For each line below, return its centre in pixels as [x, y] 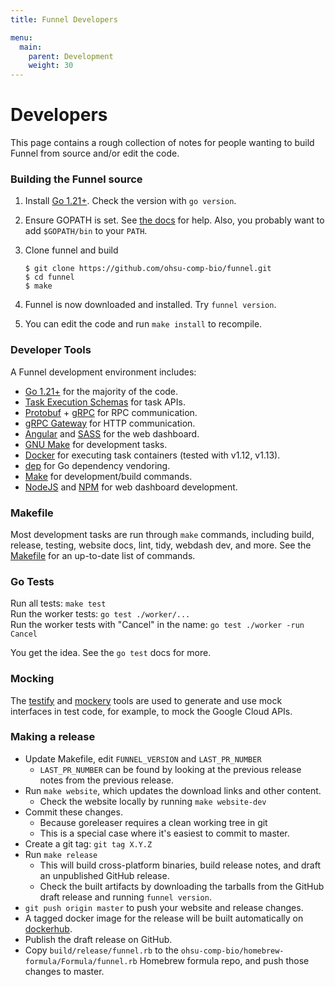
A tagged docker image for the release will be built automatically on [164, 918]
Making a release [53, 737]
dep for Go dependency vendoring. [97, 465]
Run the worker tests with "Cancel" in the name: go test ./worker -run [157, 625]
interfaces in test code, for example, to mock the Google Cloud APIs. [151, 711]
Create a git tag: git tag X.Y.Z [88, 843]
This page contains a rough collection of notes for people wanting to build [162, 143]
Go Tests [32, 581]
